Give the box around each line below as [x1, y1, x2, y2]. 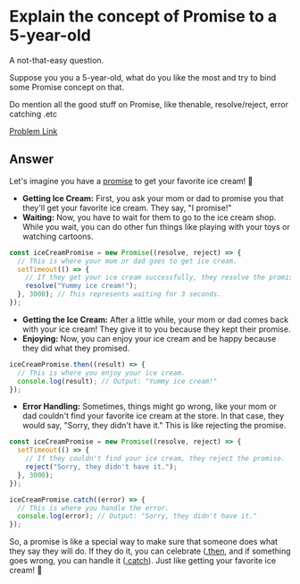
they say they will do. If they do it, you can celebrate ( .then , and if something [9, 546, 291, 556]
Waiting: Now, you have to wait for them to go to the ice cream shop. [21, 212, 277, 223]
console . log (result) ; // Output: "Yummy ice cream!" [17, 377, 218, 385]
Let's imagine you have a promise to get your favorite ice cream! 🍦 [9, 175, 254, 186]
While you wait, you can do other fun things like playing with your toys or [21, 221, 290, 232]
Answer [9, 152, 54, 167]
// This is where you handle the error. [17, 504, 170, 512]
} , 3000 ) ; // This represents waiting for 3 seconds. [17, 290, 221, 299]
